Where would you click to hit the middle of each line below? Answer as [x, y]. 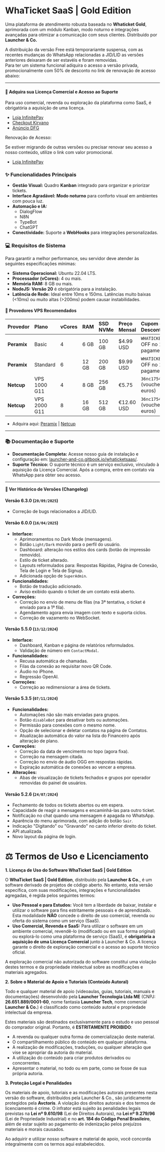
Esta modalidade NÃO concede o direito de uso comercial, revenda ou [83, 916]
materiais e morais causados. [35, 1129]
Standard [45, 364]
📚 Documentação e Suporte [40, 441]
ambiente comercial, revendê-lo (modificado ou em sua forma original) [84, 931]
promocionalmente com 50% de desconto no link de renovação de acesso [81, 70]
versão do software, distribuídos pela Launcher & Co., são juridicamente [78, 1098]
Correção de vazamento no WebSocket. [60, 617]
